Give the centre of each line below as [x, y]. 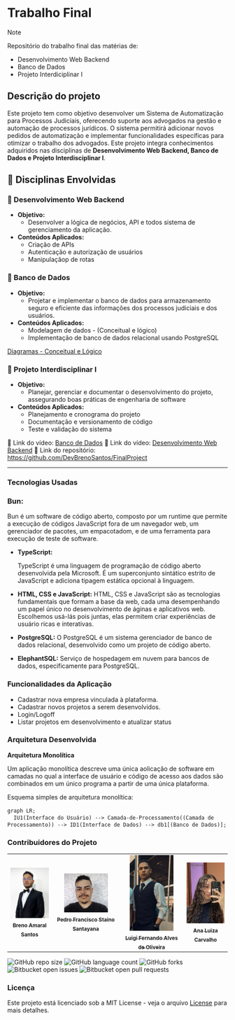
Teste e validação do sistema [70, 429]
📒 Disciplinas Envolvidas [62, 180]
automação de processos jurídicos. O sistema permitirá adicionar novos [111, 128]
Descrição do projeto [54, 96]
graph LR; [22, 811]
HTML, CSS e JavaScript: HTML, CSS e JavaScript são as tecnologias [119, 594]
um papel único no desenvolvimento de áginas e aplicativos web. [111, 609]
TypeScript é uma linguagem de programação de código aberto [109, 566]
